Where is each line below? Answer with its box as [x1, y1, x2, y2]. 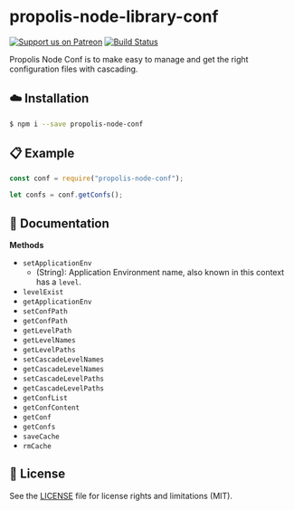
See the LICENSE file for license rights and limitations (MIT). [9, 490, 233, 501]
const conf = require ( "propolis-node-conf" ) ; [9, 174, 184, 183]
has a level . [35, 276, 81, 287]
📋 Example [9, 146, 75, 161]
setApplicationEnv [22, 259, 92, 268]
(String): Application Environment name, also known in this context [35, 267, 285, 277]
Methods [9, 240, 44, 250]
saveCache [22, 432, 61, 441]
